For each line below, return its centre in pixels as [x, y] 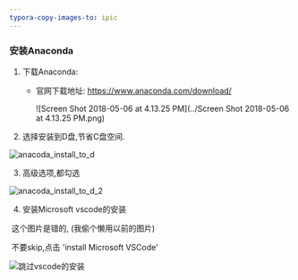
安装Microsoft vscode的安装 [74, 209]
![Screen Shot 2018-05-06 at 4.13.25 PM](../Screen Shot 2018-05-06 [162, 108]
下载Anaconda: [50, 72]
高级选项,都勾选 [51, 173]
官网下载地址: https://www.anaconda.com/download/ [134, 90]
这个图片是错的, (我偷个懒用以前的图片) [83, 228]
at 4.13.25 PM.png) [70, 118]
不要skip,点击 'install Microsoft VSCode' [85, 247]
